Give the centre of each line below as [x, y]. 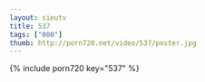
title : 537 [30, 26]
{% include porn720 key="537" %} [75, 68]
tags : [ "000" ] [36, 34]
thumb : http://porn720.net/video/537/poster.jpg [103, 43]
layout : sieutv [38, 18]
